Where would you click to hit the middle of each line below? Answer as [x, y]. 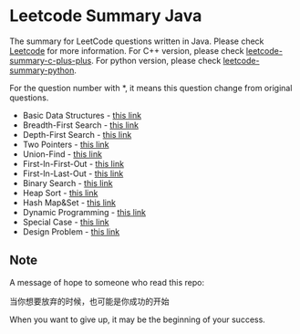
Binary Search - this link [67, 183]
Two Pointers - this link [66, 144]
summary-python [42, 70]
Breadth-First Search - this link [81, 125]
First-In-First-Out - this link [73, 163]
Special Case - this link [66, 222]
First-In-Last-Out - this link [73, 173]
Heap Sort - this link [60, 193]
